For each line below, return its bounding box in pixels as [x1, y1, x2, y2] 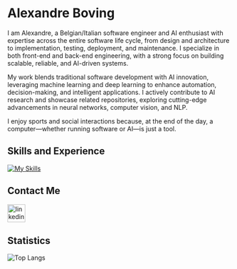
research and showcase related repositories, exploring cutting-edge [7, 95, 207, 104]
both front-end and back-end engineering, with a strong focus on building [7, 51, 224, 60]
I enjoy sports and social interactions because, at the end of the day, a [7, 116, 214, 126]
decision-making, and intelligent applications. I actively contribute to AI [7, 88, 216, 96]
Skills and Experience [7, 145, 105, 158]
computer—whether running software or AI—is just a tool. [7, 124, 177, 133]
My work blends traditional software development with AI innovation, [7, 73, 209, 81]
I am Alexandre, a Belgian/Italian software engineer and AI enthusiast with [7, 29, 223, 37]
